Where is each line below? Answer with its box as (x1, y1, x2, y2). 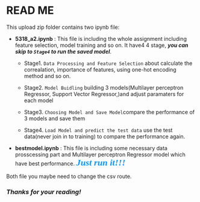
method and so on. (23, 72, 71, 79)
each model (23, 97, 54, 104)
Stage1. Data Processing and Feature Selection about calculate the (23, 60, 193, 67)
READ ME (6, 4, 54, 17)
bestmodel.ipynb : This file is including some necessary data (14, 144, 167, 151)
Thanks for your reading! (6, 188, 81, 196)
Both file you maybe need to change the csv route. (6, 173, 132, 180)
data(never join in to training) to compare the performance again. (23, 133, 186, 140)
